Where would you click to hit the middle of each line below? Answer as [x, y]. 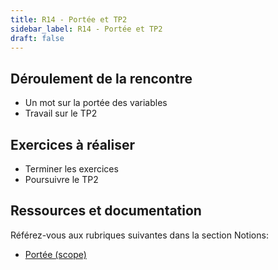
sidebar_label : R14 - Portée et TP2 [86, 29]
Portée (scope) [55, 254]
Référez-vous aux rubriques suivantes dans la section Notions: [139, 235]
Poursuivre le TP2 [61, 179]
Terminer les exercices [71, 169]
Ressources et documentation [106, 211]
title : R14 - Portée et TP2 [69, 19]
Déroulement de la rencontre [101, 78]
